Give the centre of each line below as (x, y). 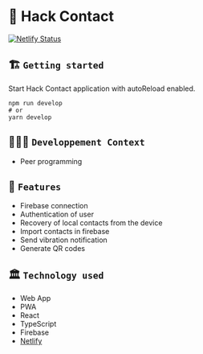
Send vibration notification (64, 240)
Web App (35, 298)
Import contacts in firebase (65, 232)
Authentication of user (57, 214)
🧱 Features (35, 186)
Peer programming (51, 161)
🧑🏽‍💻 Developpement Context (77, 142)
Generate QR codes (53, 249)
